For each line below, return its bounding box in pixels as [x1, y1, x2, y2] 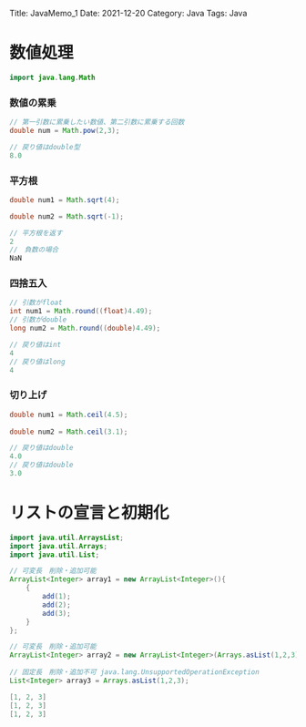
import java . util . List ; [9, 550, 100, 559]
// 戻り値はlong [9, 357, 66, 366]
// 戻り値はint [9, 340, 62, 349]
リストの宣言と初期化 [9, 503, 170, 523]
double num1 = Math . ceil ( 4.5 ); [9, 410, 128, 419]
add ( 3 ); [42, 609, 71, 618]
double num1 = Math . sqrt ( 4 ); [9, 195, 120, 204]
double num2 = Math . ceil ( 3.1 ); [9, 427, 128, 436]
